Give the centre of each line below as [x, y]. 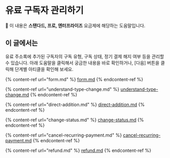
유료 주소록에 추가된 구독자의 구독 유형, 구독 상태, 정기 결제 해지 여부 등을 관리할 [85, 56]
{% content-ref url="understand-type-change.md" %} [63, 89]
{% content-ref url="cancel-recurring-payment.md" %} [64, 135]
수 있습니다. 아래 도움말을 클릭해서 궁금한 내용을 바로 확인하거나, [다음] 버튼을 [82, 63]
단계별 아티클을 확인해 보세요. [44, 69]
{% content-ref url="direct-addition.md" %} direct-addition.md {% [75, 104]
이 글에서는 [22, 43]
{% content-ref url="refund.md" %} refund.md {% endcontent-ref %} [78, 150]
